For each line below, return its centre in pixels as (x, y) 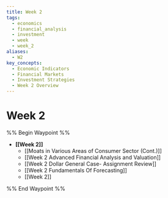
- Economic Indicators (41, 69)
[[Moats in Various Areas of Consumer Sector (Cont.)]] (93, 150)
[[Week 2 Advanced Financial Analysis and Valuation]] (92, 157)
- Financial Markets (38, 74)
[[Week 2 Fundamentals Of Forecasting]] (75, 170)
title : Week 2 (24, 12)
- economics (27, 23)
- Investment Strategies (43, 80)
